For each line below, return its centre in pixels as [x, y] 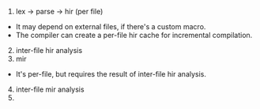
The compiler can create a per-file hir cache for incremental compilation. [134, 35]
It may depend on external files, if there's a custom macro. [111, 26]
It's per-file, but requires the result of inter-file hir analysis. [111, 74]
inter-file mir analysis [50, 89]
